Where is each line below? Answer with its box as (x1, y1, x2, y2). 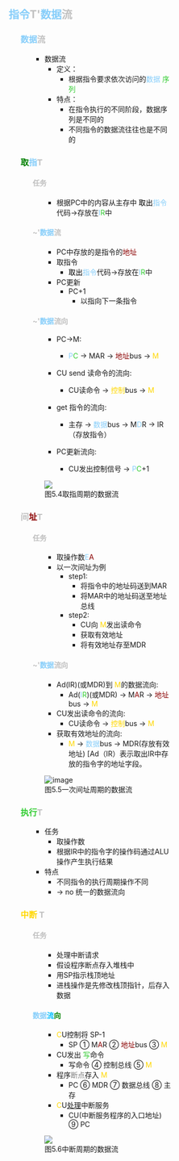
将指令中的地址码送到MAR (80, 581, 168, 591)
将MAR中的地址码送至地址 (80, 591, 168, 601)
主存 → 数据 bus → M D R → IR (69, 420, 164, 429)
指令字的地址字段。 (82, 758, 147, 768)
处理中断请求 (56, 950, 100, 959)
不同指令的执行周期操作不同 (56, 876, 149, 887)
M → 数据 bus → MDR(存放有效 (69, 738, 170, 748)
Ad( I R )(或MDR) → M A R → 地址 (69, 690, 169, 700)
